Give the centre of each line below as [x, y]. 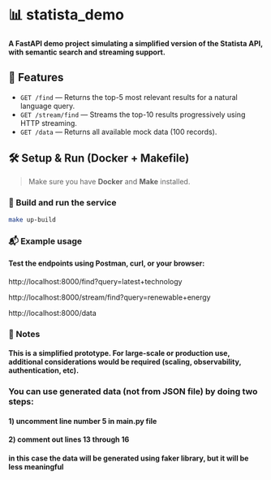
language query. [47, 106]
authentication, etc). [44, 370]
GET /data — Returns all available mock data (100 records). [118, 132]
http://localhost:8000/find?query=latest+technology [95, 281]
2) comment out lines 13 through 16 [69, 439]
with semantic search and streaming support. [87, 52]
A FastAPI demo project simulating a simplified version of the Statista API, [136, 43]
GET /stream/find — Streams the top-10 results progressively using [133, 115]
